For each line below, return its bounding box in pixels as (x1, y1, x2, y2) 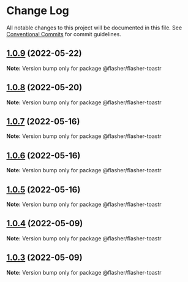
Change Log (6, 4, 69, 18)
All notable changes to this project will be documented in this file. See (6, 24, 182, 31)
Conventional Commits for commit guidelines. (6, 30, 121, 37)
